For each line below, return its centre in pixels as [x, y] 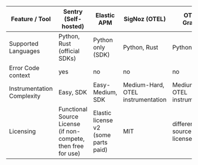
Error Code [24, 68]
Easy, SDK [73, 92]
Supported [24, 44]
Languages [24, 51]
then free [71, 146]
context [20, 75]
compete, [72, 139]
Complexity [25, 96]
